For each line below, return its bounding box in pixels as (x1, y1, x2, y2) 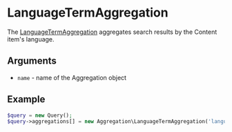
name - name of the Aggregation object (17, 73, 126, 82)
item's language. (7, 35, 55, 43)
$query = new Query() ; (7, 112, 72, 119)
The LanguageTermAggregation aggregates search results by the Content (7, 28, 217, 36)
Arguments (7, 55, 57, 67)
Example (7, 93, 46, 105)
